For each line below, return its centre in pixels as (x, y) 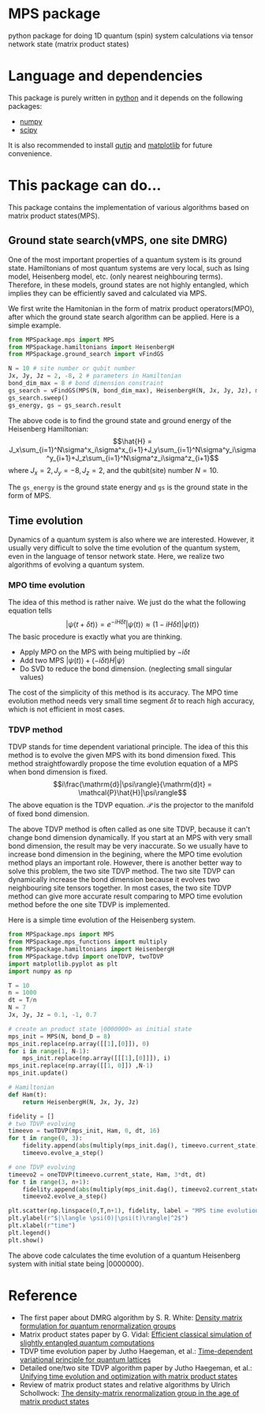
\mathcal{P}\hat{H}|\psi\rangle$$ (132, 793)
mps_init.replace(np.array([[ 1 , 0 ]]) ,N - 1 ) (81, 1066)
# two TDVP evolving (42, 1123)
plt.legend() (30, 1232)
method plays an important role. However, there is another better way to (125, 863)
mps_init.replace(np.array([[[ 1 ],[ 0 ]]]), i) (97, 1059)
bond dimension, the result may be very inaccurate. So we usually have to (128, 846)
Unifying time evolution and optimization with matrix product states (129, 1376)
